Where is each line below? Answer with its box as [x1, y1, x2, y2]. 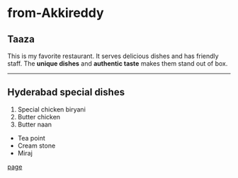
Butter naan [17, 120, 52, 129]
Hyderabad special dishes [7, 86, 125, 98]
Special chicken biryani [17, 105, 86, 114]
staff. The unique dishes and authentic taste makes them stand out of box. [7, 59, 228, 68]
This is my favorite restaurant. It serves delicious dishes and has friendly [7, 52, 219, 60]
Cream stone [17, 141, 56, 150]
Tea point [17, 133, 46, 142]
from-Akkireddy [7, 5, 104, 21]
